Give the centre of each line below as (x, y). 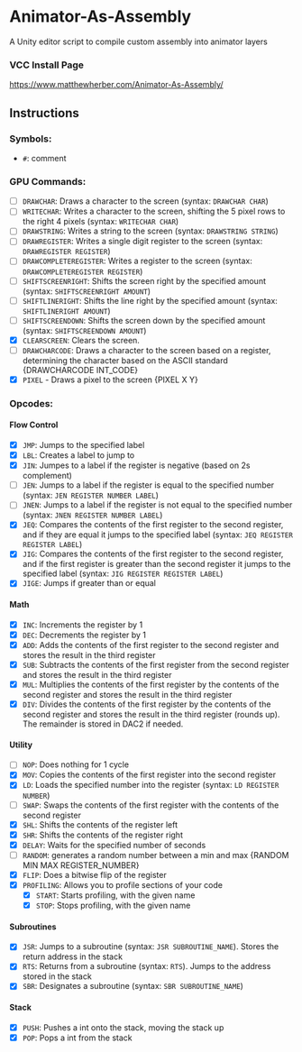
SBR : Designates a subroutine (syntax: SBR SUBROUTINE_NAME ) (133, 986)
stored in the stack (57, 976)
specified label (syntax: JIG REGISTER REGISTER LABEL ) (123, 573)
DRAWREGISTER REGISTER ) (66, 252)
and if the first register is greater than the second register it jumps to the (156, 564)
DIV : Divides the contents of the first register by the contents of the (146, 704)
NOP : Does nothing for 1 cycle (75, 764)
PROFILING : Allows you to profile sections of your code (123, 884)
